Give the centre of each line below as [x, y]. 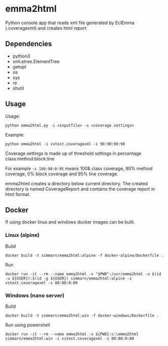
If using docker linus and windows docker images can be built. [70, 222]
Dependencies [29, 44]
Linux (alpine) [22, 235]
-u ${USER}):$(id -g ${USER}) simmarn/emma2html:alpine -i [69, 278]
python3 [21, 56]
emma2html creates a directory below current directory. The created [76, 183]
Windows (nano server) [35, 295]
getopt [19, 66]
